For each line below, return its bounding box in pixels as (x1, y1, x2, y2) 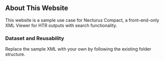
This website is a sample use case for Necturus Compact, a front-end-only (5, 17, 159, 23)
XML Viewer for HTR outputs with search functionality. (5, 22, 117, 28)
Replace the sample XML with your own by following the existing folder (5, 46, 151, 52)
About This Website (5, 4, 68, 12)
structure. (5, 52, 25, 58)
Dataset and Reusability (5, 35, 64, 42)
